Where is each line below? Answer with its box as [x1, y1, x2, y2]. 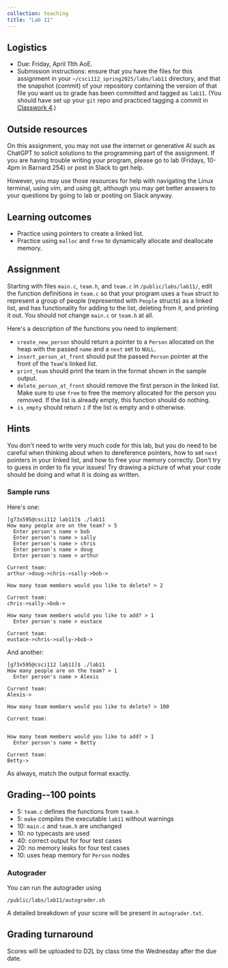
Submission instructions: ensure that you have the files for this [16, 67, 193, 75]
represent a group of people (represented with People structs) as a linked [7, 296, 213, 305]
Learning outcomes [7, 211, 92, 223]
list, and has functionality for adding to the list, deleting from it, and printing [7, 303, 219, 312]
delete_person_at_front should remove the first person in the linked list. [16, 381, 220, 389]
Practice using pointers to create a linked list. [16, 229, 144, 237]
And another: [7, 648, 44, 656]
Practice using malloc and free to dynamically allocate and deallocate [16, 236, 214, 245]
